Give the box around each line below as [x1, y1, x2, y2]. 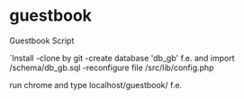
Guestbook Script [9, 35, 75, 46]
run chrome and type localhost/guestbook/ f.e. [9, 79, 183, 90]
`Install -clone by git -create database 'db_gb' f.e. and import [9, 52, 236, 63]
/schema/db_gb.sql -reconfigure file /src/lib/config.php [9, 62, 214, 73]
